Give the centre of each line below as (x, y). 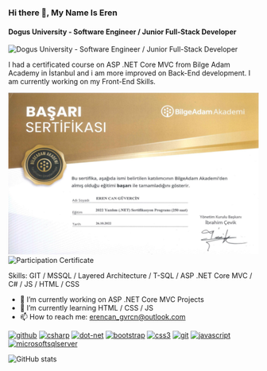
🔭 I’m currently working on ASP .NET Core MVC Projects (112, 299)
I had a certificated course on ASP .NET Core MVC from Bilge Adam (119, 65)
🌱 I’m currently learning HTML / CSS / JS (86, 307)
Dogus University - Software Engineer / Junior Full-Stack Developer (122, 32)
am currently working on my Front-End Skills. (82, 82)
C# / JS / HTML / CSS (44, 284)
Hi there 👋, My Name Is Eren (63, 13)
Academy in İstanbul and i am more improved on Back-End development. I (130, 73)
